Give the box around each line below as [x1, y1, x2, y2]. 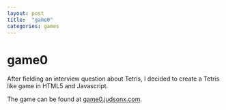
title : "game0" [7, 16, 53, 23]
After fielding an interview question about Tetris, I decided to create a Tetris [7, 74, 220, 83]
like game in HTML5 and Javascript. [7, 82, 109, 90]
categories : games [7, 23, 59, 29]
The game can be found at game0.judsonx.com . [7, 95, 142, 103]
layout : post [7, 10, 44, 17]
